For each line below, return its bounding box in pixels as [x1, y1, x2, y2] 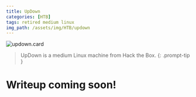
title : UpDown [6, 8, 41, 15]
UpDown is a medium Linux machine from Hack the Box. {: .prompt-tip [20, 52, 190, 59]
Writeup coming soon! [6, 78, 117, 92]
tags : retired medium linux [6, 19, 75, 25]
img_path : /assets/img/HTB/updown [6, 24, 91, 31]
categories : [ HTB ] [6, 14, 51, 20]
